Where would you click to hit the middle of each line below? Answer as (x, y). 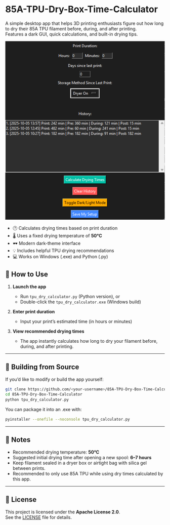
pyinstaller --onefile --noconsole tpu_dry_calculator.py (68, 419)
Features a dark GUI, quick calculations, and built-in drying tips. (72, 34)
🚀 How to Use (27, 274)
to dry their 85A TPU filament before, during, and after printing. (71, 28)
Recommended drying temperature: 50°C (56, 452)
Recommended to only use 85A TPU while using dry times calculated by (88, 473)
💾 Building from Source (42, 367)
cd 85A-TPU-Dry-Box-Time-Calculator (44, 394)
